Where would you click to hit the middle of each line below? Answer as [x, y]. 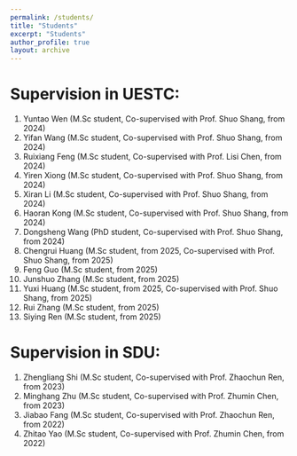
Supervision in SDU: [85, 353]
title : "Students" [44, 26]
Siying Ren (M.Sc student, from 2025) [92, 317]
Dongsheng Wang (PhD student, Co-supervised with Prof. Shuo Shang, [153, 232]
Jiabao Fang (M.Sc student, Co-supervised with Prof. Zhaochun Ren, [149, 415]
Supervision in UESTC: [95, 94]
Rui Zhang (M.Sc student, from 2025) [91, 308]
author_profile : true [50, 42]
